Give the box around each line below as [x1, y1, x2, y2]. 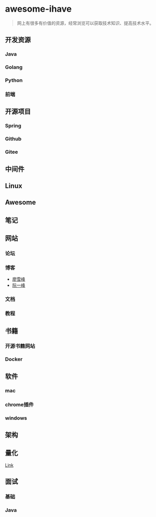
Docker [5, 356, 23, 363]
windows [5, 415, 27, 421]
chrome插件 [5, 401, 34, 408]
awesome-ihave [5, 3, 72, 15]
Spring [5, 122, 21, 129]
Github [5, 136, 22, 142]
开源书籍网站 [5, 342, 36, 349]
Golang [5, 64, 23, 71]
